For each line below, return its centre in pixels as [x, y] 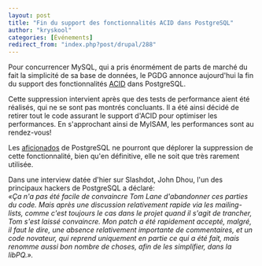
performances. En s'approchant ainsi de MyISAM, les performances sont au [131, 124]
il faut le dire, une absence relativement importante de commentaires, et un [131, 230]
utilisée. [21, 164]
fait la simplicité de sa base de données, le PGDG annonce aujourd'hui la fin [131, 76]
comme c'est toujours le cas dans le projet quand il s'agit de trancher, [138, 213]
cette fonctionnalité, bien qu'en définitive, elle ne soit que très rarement [124, 156]
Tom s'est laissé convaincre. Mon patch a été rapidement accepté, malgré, [130, 222]
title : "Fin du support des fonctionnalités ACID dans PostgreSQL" [121, 23]
